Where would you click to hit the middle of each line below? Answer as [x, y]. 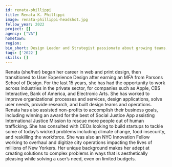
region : [14, 43]
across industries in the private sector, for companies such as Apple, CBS [83, 88]
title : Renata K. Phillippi [35, 15]
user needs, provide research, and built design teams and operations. [79, 105]
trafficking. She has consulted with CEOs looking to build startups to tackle [84, 126]
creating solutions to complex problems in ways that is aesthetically [77, 153]
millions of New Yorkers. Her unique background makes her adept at [78, 148]
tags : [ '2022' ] [21, 53]
